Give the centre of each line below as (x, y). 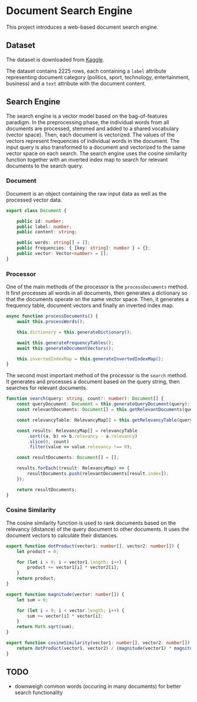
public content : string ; (47, 232)
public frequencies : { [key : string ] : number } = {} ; (84, 248)
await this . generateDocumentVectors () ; (65, 348)
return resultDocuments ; (47, 490)
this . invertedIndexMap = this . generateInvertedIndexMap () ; (90, 359)
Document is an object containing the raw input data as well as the (86, 193)
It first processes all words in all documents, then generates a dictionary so (97, 293)
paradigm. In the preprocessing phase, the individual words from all (88, 122)
